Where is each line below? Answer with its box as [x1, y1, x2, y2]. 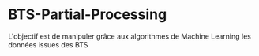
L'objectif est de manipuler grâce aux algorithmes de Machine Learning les [8, 32, 251, 41]
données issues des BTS [8, 39, 88, 49]
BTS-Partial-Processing [8, 6, 167, 24]
